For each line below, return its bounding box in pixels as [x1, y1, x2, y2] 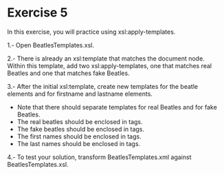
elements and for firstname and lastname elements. [7, 90, 153, 98]
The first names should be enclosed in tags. [16, 132, 142, 141]
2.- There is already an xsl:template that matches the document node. [7, 54, 205, 63]
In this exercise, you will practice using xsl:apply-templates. [7, 28, 176, 36]
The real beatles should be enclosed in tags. [16, 117, 143, 125]
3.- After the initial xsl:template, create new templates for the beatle [7, 82, 198, 90]
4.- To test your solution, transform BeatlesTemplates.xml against [7, 153, 192, 161]
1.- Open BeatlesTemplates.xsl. [7, 41, 95, 49]
